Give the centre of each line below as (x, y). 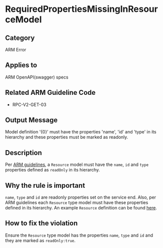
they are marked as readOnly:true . (40, 240)
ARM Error (16, 50)
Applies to (21, 65)
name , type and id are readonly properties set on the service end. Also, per (81, 197)
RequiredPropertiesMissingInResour (81, 9)
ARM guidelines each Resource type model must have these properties (77, 203)
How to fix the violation (41, 223)
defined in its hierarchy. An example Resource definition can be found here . (81, 208)
